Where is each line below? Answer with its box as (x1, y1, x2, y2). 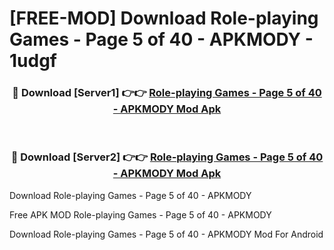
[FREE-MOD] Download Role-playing (9, 7, 319, 30)
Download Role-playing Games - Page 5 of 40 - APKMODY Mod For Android (9, 228, 324, 240)
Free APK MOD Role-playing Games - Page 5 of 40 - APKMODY (9, 208, 272, 221)
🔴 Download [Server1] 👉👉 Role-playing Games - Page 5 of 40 (12, 86, 322, 100)
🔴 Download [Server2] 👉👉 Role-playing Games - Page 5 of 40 (10, 150, 324, 164)
